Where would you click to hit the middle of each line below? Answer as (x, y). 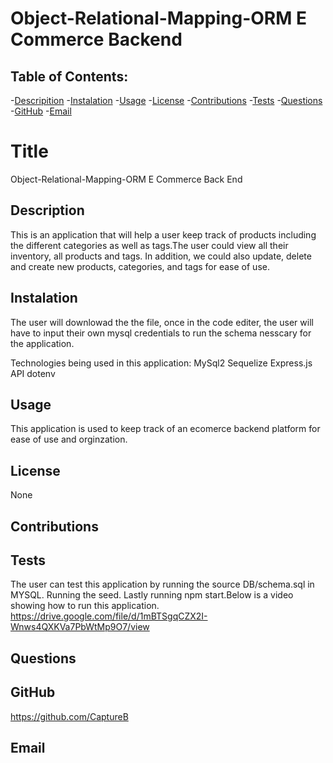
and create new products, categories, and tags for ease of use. (140, 266)
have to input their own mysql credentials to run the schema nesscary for (161, 333)
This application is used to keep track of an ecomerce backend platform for (165, 429)
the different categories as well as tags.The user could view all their (149, 245)
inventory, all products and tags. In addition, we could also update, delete (161, 256)
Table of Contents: (69, 76)
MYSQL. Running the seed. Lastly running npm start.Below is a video (152, 595)
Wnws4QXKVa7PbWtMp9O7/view (80, 627)
